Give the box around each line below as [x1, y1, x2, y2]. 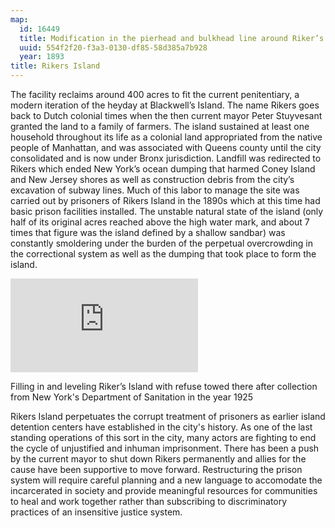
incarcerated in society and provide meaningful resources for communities [10, 485, 318, 496]
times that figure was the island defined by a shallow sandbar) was [10, 227, 286, 238]
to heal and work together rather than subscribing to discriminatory [10, 496, 288, 507]
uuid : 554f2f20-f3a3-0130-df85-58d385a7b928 [19, 42, 208, 53]
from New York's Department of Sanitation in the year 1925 [10, 391, 254, 403]
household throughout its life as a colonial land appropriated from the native [10, 131, 323, 143]
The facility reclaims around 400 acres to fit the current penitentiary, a [10, 89, 300, 100]
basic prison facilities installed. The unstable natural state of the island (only [10, 206, 324, 217]
